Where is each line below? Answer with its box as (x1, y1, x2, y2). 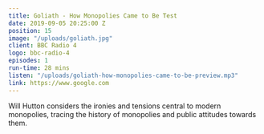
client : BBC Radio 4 (8, 42, 78, 50)
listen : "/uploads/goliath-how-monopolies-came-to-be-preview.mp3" (8, 71, 239, 79)
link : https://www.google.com (8, 79, 110, 87)
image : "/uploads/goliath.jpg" (8, 34, 113, 43)
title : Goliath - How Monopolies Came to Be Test (8, 11, 178, 20)
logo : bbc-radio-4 (8, 49, 70, 57)
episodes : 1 (8, 57, 48, 65)
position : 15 (8, 26, 52, 35)
